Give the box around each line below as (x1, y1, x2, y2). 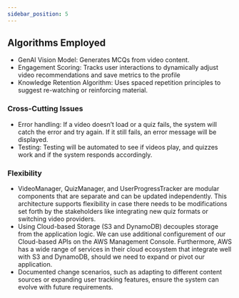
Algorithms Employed (7, 37, 106, 49)
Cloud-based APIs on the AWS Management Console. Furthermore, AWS (17, 237, 232, 246)
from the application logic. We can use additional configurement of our (17, 230, 226, 239)
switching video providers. (17, 215, 96, 223)
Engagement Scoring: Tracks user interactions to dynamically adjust (17, 63, 219, 72)
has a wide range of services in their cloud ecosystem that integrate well (17, 245, 232, 254)
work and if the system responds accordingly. (17, 150, 153, 159)
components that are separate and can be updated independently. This (17, 192, 227, 200)
